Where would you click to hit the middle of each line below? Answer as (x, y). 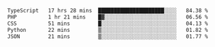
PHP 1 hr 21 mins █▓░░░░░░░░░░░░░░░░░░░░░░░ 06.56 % (108, 17)
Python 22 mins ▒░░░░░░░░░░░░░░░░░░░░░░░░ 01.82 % (108, 30)
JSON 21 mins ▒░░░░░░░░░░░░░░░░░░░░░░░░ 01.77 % (108, 36)
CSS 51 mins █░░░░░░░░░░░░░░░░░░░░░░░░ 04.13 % (108, 23)
